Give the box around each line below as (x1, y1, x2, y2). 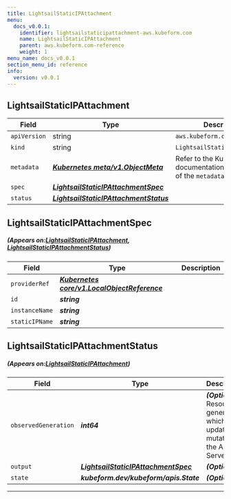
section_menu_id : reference (7, 61, 88, 68)
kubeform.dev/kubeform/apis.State (80, 473, 200, 482)
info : (7, 67, 23, 74)
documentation (175, 162, 225, 172)
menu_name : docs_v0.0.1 (7, 55, 76, 62)
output (10, 463, 32, 470)
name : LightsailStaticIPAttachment (19, 36, 122, 43)
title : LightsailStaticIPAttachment (7, 10, 112, 17)
